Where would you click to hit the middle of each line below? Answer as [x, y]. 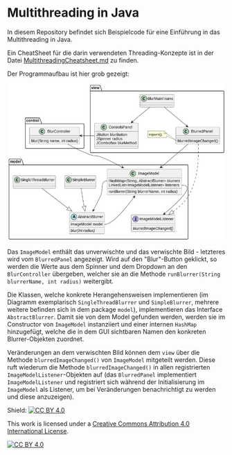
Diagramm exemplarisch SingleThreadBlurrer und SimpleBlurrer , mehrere [113, 302]
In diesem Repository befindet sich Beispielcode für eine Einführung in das [114, 32]
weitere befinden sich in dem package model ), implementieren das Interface [115, 310]
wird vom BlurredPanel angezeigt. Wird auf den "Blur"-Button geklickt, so [112, 259]
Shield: [17, 411]
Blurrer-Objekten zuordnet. [46, 339]
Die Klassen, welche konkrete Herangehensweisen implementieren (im [108, 295]
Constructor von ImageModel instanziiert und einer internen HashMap [102, 324]
